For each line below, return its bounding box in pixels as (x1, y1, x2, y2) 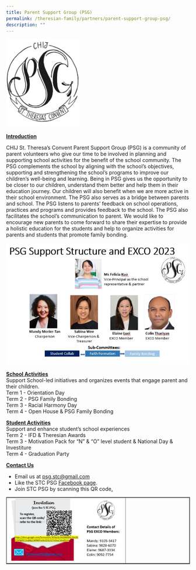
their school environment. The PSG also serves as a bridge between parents (6, 194, 190, 201)
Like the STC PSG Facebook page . (14, 479, 97, 486)
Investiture (6, 444, 32, 451)
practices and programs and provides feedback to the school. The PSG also (6, 206, 188, 213)
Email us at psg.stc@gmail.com (14, 473, 90, 480)
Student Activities (6, 419, 51, 426)
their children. (6, 383, 40, 390)
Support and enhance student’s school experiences (6, 425, 130, 432)
